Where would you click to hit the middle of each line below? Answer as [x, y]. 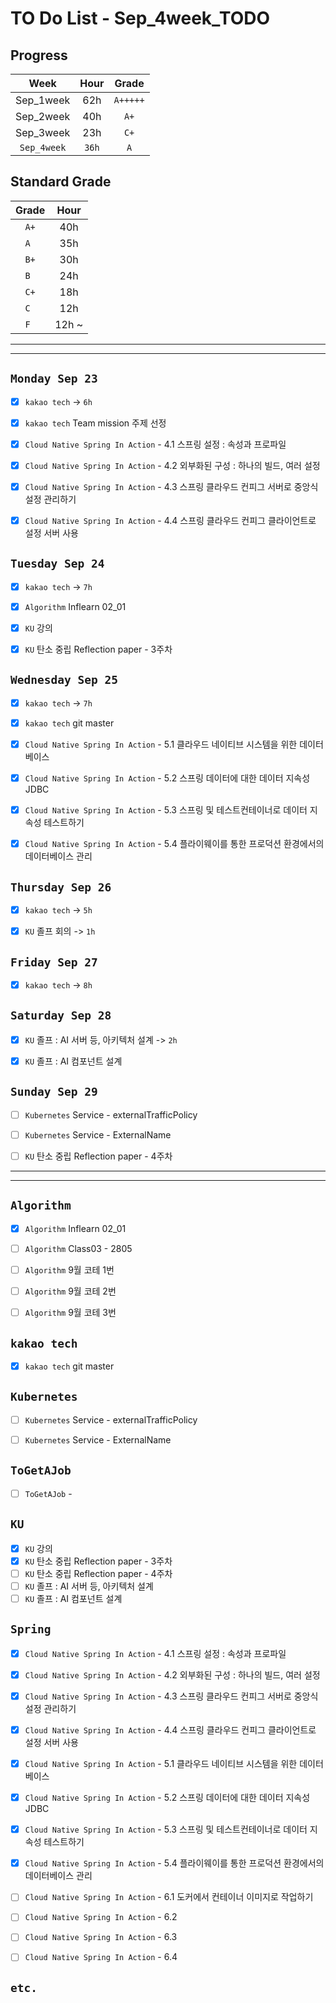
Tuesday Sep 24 [57, 564]
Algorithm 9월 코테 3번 [70, 1313]
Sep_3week [43, 132]
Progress [39, 55]
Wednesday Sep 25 [64, 680]
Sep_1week [43, 100]
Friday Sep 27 [54, 962]
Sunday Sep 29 [54, 1092]
